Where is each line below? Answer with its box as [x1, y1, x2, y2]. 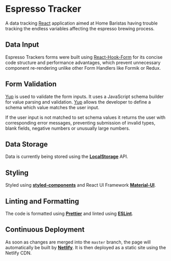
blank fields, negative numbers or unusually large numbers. [5, 125, 130, 131]
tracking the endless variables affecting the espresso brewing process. [5, 25, 155, 31]
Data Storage [5, 139, 48, 149]
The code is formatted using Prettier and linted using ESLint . [5, 211, 134, 216]
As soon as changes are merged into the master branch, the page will [5, 239, 151, 245]
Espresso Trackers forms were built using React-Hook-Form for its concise [5, 54, 163, 60]
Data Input [5, 41, 39, 49]
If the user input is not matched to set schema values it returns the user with [5, 114, 166, 121]
